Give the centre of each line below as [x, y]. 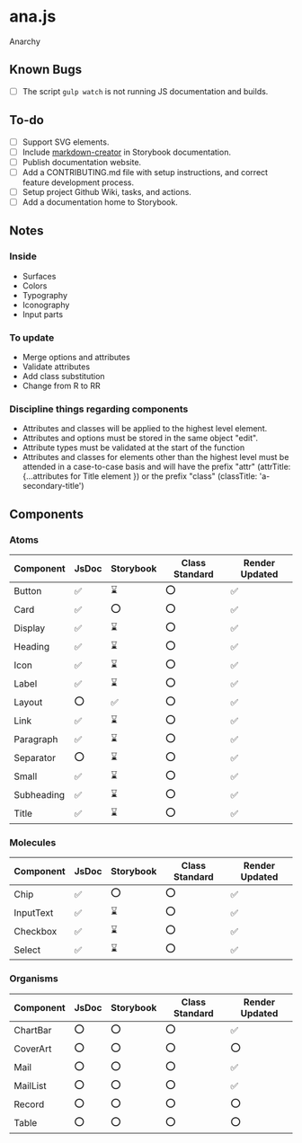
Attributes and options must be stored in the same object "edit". [140, 439]
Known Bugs [46, 70]
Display [30, 628]
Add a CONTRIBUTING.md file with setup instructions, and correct [145, 172]
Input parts [43, 314]
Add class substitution [63, 376]
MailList [30, 1086]
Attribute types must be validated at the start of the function [133, 447]
